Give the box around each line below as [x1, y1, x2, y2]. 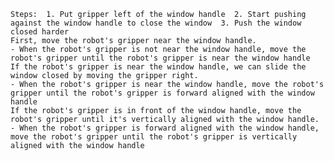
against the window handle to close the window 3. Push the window [10, 18, 302, 28]
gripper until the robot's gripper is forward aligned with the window [10, 88, 315, 98]
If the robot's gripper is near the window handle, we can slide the [10, 62, 307, 72]
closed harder [10, 27, 70, 37]
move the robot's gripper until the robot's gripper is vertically [10, 132, 298, 142]
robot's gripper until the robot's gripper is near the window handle [10, 53, 311, 63]
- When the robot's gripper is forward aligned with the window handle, [10, 123, 320, 133]
